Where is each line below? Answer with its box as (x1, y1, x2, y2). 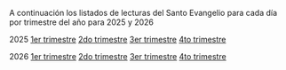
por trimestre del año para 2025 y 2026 (9, 17, 154, 27)
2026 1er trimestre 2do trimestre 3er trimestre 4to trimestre (9, 51, 226, 61)
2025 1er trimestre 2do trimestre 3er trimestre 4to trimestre (9, 35, 226, 44)
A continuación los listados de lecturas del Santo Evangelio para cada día (9, 8, 278, 18)
